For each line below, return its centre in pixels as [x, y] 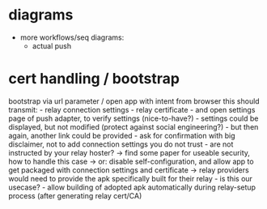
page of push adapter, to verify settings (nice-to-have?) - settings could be [133, 118]
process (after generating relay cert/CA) [75, 195]
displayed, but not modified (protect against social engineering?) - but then [133, 126]
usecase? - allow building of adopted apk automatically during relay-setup [132, 187]
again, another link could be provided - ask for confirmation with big [122, 135]
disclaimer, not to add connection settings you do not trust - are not [121, 144]
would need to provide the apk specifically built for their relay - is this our [131, 178]
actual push [52, 45]
